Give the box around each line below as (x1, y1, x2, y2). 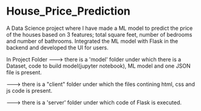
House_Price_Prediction (6, 4, 131, 18)
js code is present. (6, 87, 53, 94)
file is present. (6, 68, 42, 76)
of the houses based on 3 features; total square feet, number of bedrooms (6, 30, 192, 38)
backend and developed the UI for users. (6, 44, 109, 51)
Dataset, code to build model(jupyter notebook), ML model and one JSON (6, 62, 191, 70)
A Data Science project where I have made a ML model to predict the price (6, 24, 193, 32)
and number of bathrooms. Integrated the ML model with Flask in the (6, 37, 179, 45)
